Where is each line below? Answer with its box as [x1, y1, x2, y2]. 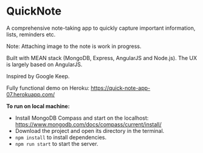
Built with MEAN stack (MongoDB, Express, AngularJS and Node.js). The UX [6, 54, 198, 61]
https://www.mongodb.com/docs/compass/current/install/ [15, 120, 162, 128]
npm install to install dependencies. [15, 134, 107, 141]
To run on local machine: [6, 102, 70, 110]
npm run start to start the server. [15, 140, 98, 147]
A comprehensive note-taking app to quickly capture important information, [6, 24, 196, 32]
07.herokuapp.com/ [6, 90, 55, 98]
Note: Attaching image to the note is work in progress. [6, 42, 142, 50]
